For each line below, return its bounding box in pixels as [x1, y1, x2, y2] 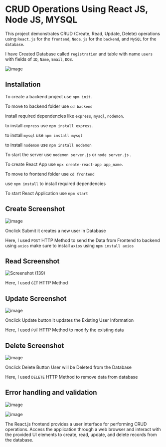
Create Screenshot [5, 205, 65, 213]
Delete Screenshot [5, 341, 64, 350]
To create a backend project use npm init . [5, 93, 92, 99]
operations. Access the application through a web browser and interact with [5, 426, 161, 432]
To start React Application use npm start [5, 190, 89, 196]
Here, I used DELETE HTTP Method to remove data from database [5, 374, 138, 380]
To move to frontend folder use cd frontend [5, 171, 95, 177]
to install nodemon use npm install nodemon [5, 142, 92, 148]
